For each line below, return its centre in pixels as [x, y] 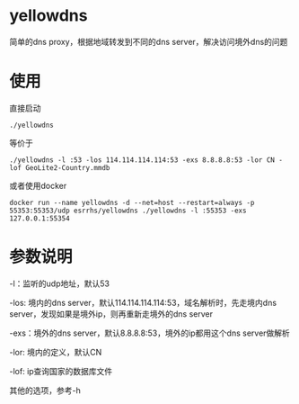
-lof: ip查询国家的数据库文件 [61, 371]
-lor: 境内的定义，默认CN [56, 352]
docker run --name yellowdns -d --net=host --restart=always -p [132, 202]
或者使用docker [38, 185]
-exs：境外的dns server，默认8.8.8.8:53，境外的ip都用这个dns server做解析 [149, 333]
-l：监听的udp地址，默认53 [60, 283]
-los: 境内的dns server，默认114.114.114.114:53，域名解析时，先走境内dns [143, 302]
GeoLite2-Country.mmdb [68, 167]
